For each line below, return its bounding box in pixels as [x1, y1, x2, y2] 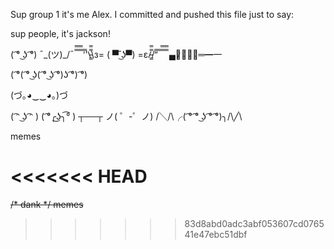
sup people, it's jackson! [10, 28, 111, 39]
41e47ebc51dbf [184, 228, 248, 240]
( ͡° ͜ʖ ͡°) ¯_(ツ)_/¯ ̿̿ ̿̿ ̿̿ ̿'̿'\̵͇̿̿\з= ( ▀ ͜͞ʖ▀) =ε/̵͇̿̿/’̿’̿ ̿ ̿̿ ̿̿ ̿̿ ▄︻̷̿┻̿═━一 [10, 49, 223, 60]
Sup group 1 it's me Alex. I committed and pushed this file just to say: [10, 9, 295, 20]
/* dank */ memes [10, 198, 84, 210]
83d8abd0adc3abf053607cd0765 [184, 217, 325, 229]
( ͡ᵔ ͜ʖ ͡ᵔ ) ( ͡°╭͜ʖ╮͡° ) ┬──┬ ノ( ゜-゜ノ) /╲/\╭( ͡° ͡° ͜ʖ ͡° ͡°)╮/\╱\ [10, 110, 243, 122]
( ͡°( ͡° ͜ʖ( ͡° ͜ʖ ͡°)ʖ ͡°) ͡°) [10, 69, 88, 80]
